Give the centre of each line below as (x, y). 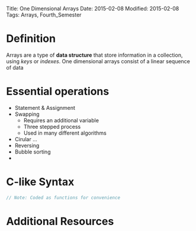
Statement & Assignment (45, 108)
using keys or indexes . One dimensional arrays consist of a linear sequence (98, 61)
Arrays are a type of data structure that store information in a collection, (94, 55)
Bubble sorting (33, 152)
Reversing (27, 145)
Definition (31, 39)
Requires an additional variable (61, 120)
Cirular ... (26, 139)
